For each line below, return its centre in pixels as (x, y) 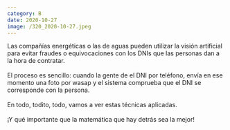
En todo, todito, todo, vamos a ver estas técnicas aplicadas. (92, 105)
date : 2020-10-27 (32, 20)
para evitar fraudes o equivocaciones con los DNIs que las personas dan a (114, 53)
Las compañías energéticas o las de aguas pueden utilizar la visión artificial (115, 46)
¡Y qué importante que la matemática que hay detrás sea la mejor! (101, 120)
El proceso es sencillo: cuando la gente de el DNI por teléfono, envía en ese (115, 75)
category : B (24, 13)
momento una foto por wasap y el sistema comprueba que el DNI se (104, 83)
